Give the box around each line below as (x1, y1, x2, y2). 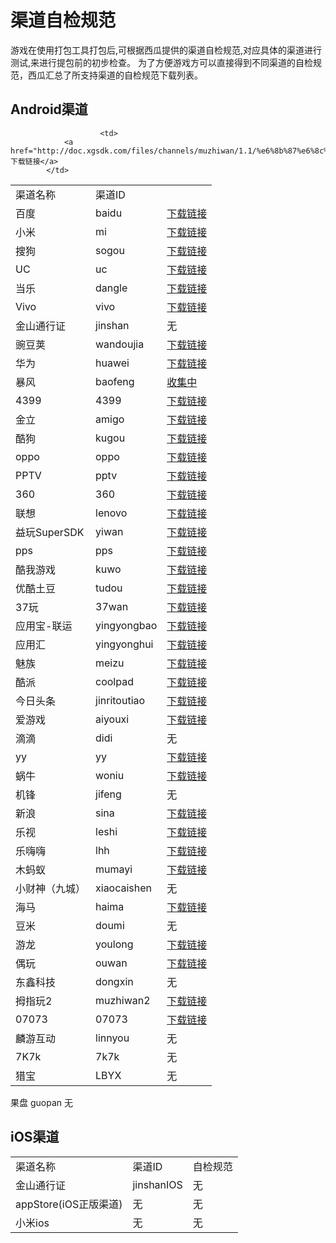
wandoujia (95, 337, 145, 351)
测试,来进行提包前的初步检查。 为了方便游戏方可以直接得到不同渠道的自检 (10, 56, 313, 68)
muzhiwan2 (95, 993, 151, 1007)
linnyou (95, 1031, 130, 1045)
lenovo (95, 506, 128, 520)
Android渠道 (10, 101, 88, 118)
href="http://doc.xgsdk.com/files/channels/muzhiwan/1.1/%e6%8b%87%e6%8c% (10, 146, 329, 156)
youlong (95, 937, 134, 951)
